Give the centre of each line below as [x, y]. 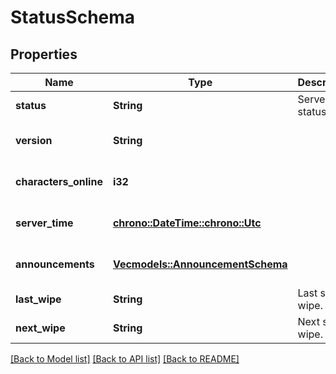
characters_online [59, 181]
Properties [44, 54]
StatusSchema [73, 17]
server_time [44, 223]
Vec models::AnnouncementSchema [200, 264]
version [34, 140]
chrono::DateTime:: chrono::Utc [187, 223]
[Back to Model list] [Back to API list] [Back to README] [125, 359]
